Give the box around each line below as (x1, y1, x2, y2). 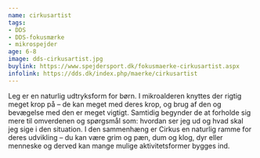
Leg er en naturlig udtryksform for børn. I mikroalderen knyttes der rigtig (8, 91, 242, 100)
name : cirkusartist (8, 11, 72, 20)
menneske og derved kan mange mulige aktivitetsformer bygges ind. (8, 141, 230, 150)
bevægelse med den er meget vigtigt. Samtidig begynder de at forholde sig (8, 107, 251, 117)
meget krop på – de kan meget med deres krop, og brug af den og (8, 99, 222, 109)
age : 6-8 (8, 48, 37, 56)
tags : (8, 19, 26, 27)
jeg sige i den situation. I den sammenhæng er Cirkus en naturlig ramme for (8, 124, 252, 134)
